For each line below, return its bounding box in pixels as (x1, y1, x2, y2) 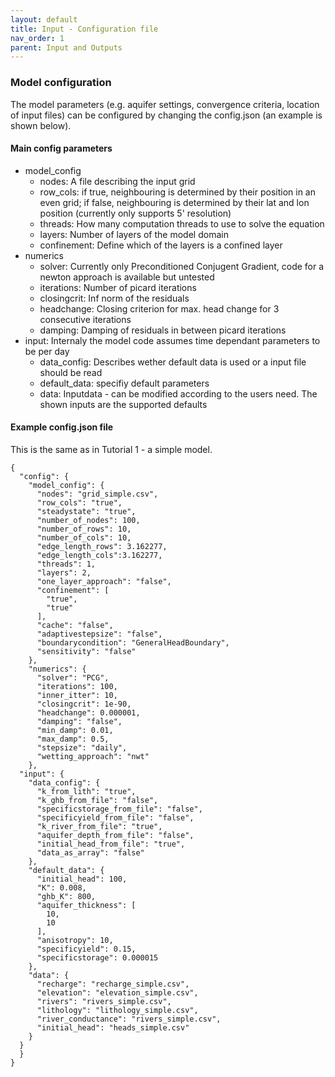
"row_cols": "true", (36, 497, 123, 508)
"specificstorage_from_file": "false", (36, 804, 203, 814)
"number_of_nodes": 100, (36, 515, 141, 525)
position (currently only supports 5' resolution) (39, 207, 232, 219)
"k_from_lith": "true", (36, 786, 137, 796)
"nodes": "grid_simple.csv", (36, 489, 159, 499)
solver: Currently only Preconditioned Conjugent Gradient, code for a (39, 260, 325, 272)
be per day (24, 345, 70, 357)
